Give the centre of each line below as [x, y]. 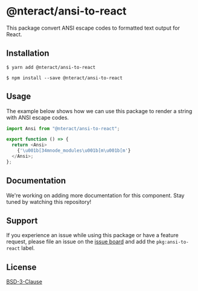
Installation [28, 54]
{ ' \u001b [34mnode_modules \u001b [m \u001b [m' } [74, 151]
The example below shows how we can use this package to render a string [99, 111]
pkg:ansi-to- [172, 242]
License [21, 267]
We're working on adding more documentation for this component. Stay [95, 195]
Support [22, 221]
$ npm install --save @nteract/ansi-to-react [64, 78]
